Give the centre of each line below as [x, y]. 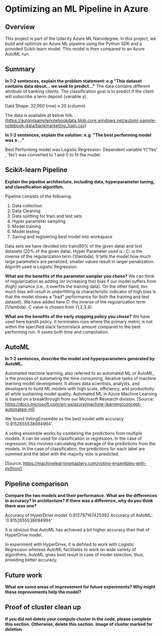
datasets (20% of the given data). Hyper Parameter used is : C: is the [74, 251]
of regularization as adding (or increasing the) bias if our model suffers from [81, 281]
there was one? [21, 506]
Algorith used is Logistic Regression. [41, 267]
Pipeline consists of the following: [39, 196]
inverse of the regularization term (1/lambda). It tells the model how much [78, 256]
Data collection [27, 205]
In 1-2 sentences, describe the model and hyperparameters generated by [80, 359]
